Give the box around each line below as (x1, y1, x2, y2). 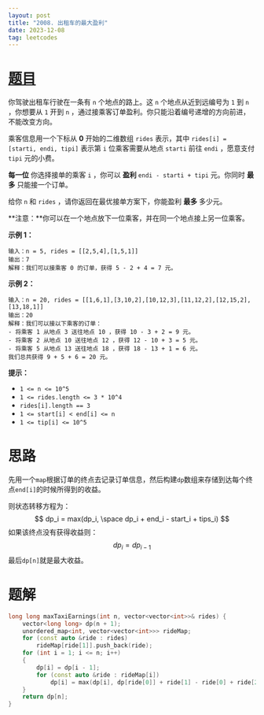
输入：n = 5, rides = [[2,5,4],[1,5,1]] (8, 247, 139, 256)
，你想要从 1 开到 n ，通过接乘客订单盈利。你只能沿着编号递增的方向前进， (8, 107, 251, 117)
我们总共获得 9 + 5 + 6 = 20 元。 (8, 354, 112, 361)
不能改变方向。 (8, 117, 57, 127)
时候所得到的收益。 (42, 485, 105, 495)
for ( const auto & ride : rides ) (22, 635, 128, 643)
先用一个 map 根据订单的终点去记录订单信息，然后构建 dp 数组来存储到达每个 (8, 475, 246, 484)
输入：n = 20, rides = (8, 296, 79, 304)
